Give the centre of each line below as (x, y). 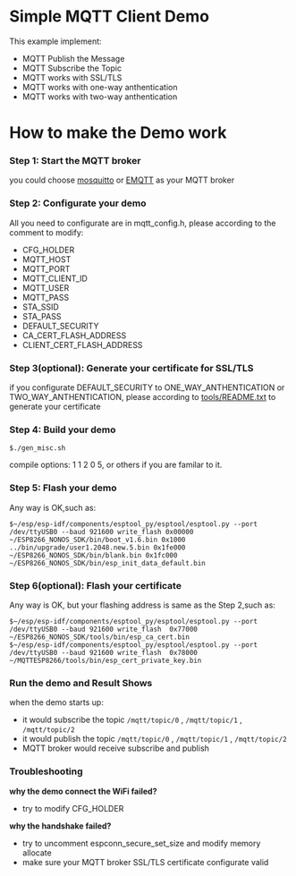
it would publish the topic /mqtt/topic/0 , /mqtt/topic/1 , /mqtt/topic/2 (155, 739)
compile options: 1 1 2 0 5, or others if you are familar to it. (116, 465)
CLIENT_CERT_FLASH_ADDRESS (82, 344)
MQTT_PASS (46, 297)
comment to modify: (47, 232)
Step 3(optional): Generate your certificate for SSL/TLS (131, 368)
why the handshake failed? (60, 826)
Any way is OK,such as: (53, 507)
